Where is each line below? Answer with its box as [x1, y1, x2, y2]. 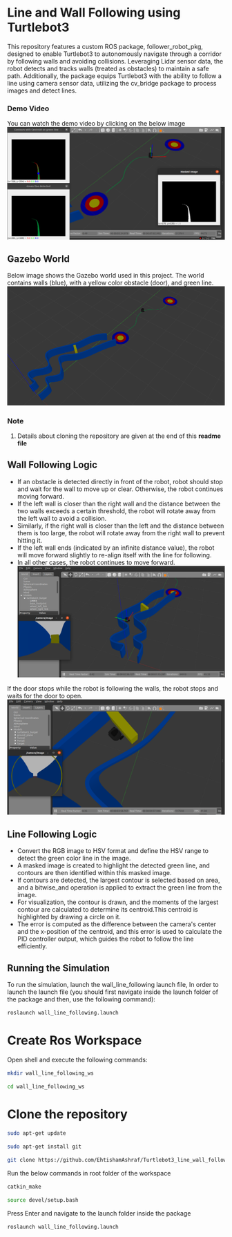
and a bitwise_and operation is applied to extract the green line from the [17, 883, 222, 892]
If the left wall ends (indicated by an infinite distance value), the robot [17, 544, 215, 552]
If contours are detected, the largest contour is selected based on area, [17, 876, 220, 885]
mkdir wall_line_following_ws [7, 1069, 95, 1077]
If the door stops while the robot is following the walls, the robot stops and [7, 684, 219, 692]
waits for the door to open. [7, 691, 83, 700]
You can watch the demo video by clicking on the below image [7, 119, 186, 128]
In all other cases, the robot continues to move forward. [17, 558, 175, 566]
